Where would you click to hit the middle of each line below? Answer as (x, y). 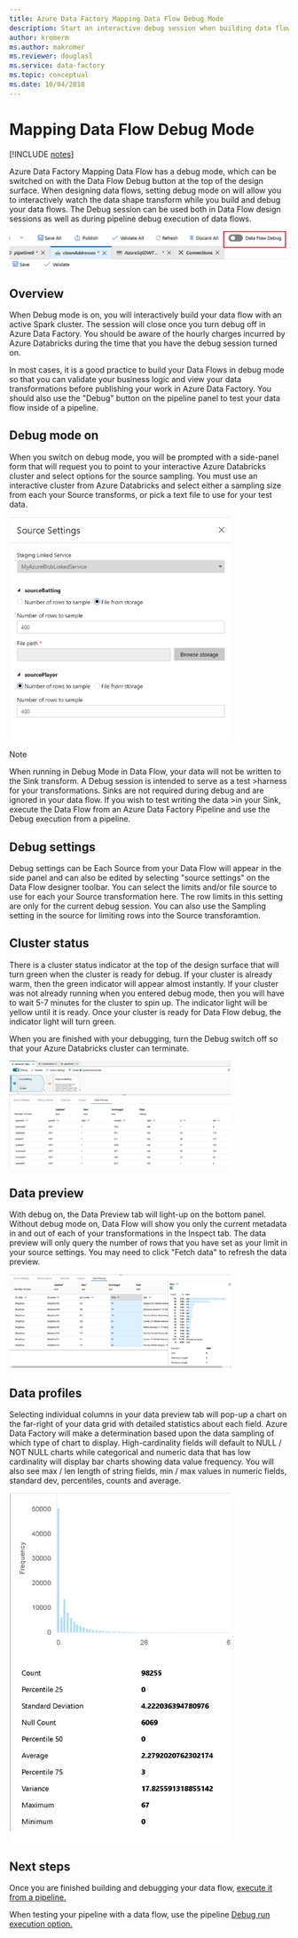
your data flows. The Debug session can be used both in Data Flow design (145, 209)
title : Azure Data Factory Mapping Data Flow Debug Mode (117, 19)
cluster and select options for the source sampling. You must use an (133, 476)
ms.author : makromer (47, 47)
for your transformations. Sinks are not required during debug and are (137, 790)
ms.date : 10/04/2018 (47, 84)
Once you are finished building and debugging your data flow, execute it (141, 1888)
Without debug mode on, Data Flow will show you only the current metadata (148, 1224)
